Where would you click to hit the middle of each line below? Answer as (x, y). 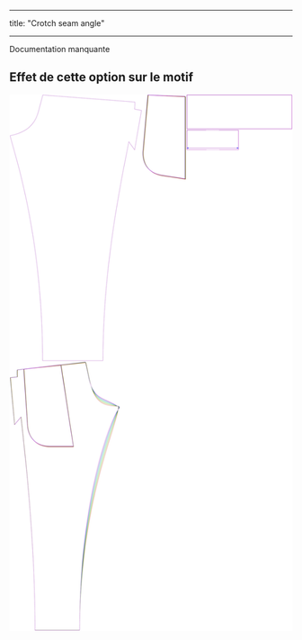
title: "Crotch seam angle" (57, 23)
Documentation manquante (60, 49)
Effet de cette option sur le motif (102, 77)
